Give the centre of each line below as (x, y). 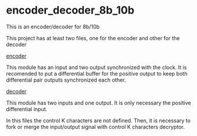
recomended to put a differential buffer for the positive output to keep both (97, 73)
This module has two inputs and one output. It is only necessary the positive (99, 103)
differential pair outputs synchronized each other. (66, 80)
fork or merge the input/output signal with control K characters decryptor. (95, 127)
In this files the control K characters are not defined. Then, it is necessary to (98, 120)
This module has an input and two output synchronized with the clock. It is (96, 67)
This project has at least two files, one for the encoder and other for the (93, 38)
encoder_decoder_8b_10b (70, 10)
